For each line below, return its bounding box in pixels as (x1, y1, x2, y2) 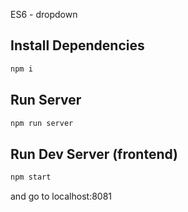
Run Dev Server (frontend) (10, 145, 179, 163)
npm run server (10, 118, 74, 128)
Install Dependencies (10, 37, 145, 54)
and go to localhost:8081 (10, 190, 113, 203)
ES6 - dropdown (10, 9, 78, 20)
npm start (10, 172, 52, 183)
